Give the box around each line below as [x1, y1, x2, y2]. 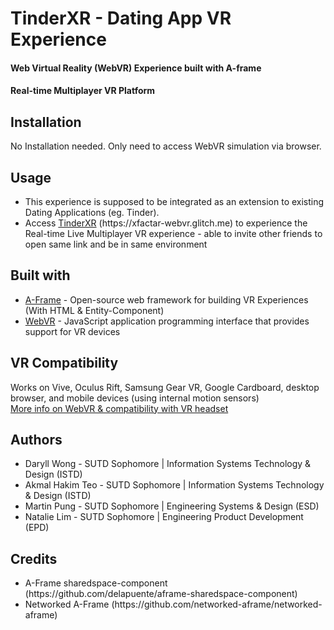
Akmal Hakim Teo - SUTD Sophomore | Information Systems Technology [24, 479, 325, 491]
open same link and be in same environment [24, 238, 208, 250]
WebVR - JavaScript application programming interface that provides [24, 315, 310, 327]
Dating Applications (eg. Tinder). [24, 207, 160, 218]
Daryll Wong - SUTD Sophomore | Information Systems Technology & [24, 458, 312, 470]
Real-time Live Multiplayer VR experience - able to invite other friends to [24, 228, 323, 239]
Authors [10, 432, 63, 449]
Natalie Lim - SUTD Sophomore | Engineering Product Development [24, 511, 304, 523]
